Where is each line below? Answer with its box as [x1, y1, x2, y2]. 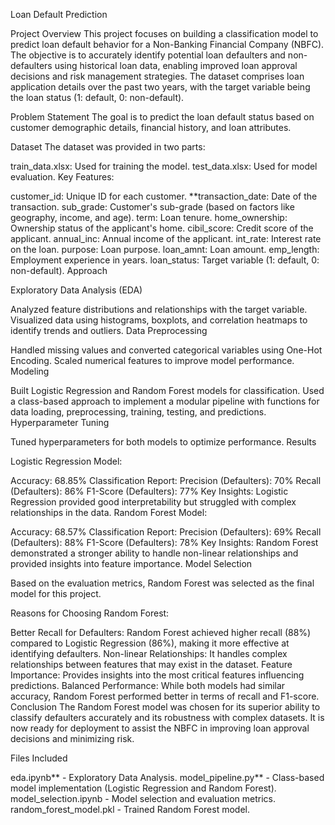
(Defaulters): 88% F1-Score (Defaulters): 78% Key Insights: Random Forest [10, 537, 319, 548]
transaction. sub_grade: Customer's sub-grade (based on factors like [10, 201, 295, 213]
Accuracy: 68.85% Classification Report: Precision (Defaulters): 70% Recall [10, 475, 322, 486]
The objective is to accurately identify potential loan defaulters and [10, 49, 286, 61]
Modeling [10, 365, 50, 377]
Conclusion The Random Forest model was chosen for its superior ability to [10, 701, 321, 713]
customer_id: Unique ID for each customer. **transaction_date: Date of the [10, 190, 318, 202]
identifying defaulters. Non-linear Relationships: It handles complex [10, 648, 288, 659]
